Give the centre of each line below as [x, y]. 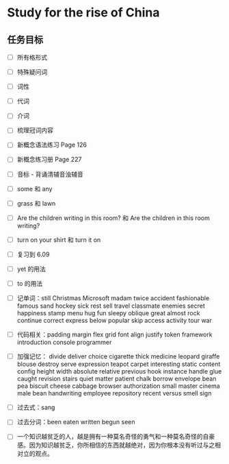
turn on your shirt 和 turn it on [59, 240]
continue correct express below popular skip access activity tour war [114, 321]
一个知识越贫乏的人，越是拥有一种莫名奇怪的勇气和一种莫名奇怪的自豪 [116, 437]
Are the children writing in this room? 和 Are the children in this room [113, 218]
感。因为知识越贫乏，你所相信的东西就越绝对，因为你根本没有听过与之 [116, 445]
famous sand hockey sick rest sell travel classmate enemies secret [111, 306]
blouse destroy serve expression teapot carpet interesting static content [119, 364]
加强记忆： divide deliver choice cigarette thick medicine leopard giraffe [118, 356]
